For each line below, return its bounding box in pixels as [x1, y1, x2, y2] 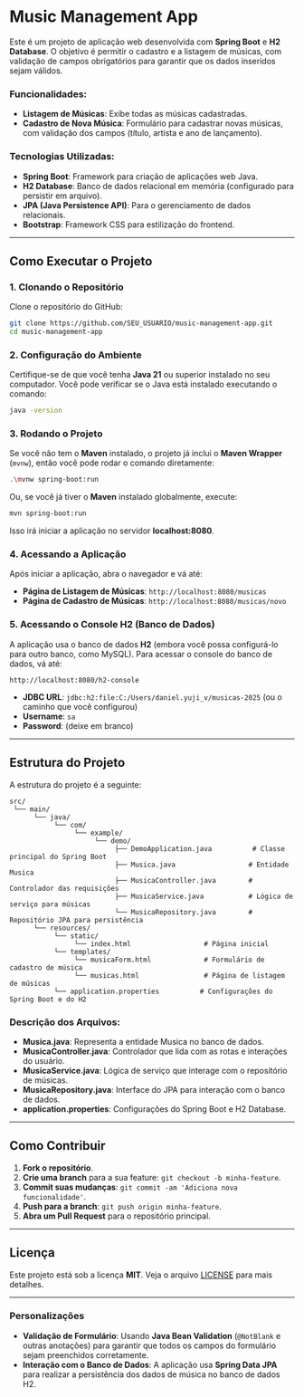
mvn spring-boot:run [9, 509, 88, 518]
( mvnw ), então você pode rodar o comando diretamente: [9, 457, 214, 468]
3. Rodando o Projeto [9, 427, 103, 440]
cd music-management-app [9, 328, 103, 337]
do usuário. [22, 1055, 65, 1066]
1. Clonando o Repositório [9, 281, 124, 293]
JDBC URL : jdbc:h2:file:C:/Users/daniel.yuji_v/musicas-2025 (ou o [22, 691, 282, 703]
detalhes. [9, 1278, 44, 1289]
